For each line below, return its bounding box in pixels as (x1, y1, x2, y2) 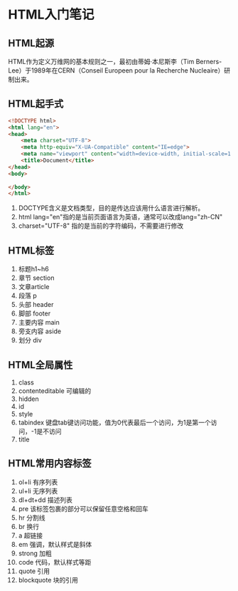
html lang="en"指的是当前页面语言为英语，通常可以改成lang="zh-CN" (18, 213, 223, 221)
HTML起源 (8, 37, 55, 49)
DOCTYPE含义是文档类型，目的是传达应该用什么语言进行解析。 (18, 204, 205, 212)
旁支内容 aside (18, 327, 62, 335)
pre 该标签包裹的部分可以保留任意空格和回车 (18, 504, 148, 513)
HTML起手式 (8, 98, 64, 110)
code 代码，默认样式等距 (18, 558, 92, 566)
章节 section (18, 273, 55, 282)
